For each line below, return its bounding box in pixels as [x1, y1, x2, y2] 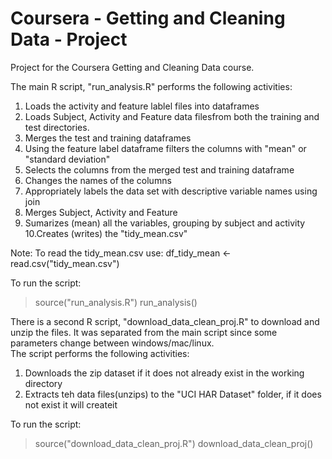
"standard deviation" [24, 153, 111, 165]
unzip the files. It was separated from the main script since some [10, 326, 278, 338]
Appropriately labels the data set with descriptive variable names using [24, 185, 318, 197]
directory [24, 377, 63, 389]
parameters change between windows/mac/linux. [10, 337, 215, 349]
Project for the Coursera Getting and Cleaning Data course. [10, 61, 255, 73]
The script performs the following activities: [10, 347, 190, 359]
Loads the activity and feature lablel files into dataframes [24, 100, 260, 112]
